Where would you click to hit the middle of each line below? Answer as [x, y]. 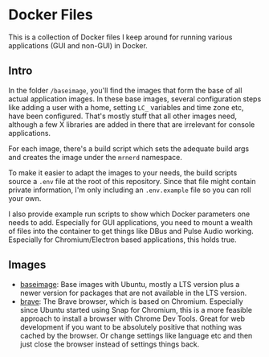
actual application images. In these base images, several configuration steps [135, 99]
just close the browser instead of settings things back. [110, 344]
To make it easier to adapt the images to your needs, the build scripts [123, 172]
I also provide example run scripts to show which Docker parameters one [129, 214]
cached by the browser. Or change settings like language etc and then [136, 335]
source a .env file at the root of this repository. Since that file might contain [132, 181]
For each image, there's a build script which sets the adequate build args [129, 148]
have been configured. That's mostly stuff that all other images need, [122, 116]
